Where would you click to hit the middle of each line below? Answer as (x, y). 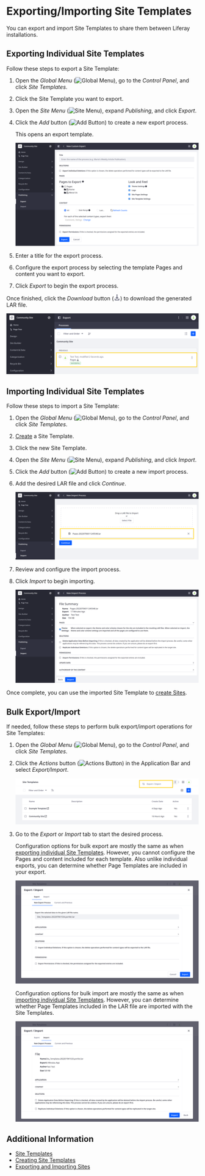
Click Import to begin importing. (55, 581)
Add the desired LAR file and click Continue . (70, 484)
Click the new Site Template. (51, 448)
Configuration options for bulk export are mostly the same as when (99, 846)
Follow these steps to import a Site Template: (63, 406)
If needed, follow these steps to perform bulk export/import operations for (99, 727)
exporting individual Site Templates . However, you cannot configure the (105, 852)
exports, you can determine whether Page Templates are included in (101, 866)
